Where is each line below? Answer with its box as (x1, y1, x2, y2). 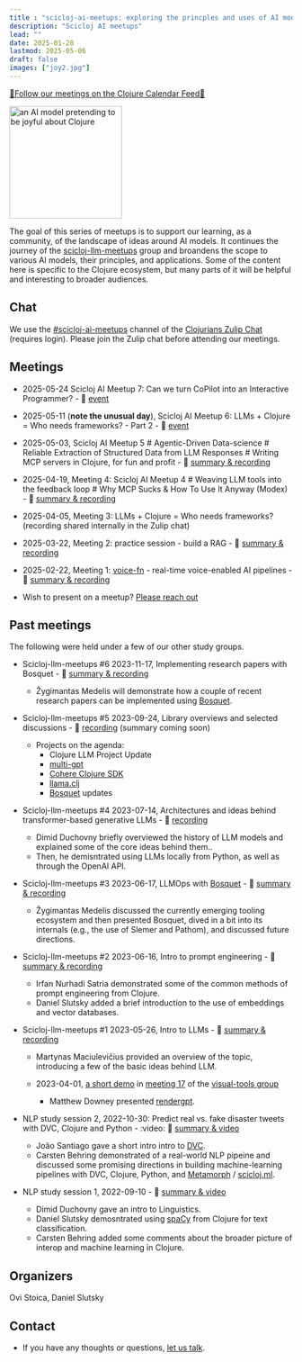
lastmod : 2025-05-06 (9, 47, 87, 56)
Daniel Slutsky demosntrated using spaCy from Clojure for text (35, 1213, 268, 1224)
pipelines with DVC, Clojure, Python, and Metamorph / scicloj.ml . (35, 1169, 276, 1180)
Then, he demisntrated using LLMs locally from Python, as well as (35, 852, 280, 862)
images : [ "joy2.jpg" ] (9, 64, 91, 73)
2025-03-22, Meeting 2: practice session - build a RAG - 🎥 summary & (22, 537, 285, 548)
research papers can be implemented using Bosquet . (35, 695, 233, 707)
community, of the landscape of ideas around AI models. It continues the (9, 235, 279, 246)
